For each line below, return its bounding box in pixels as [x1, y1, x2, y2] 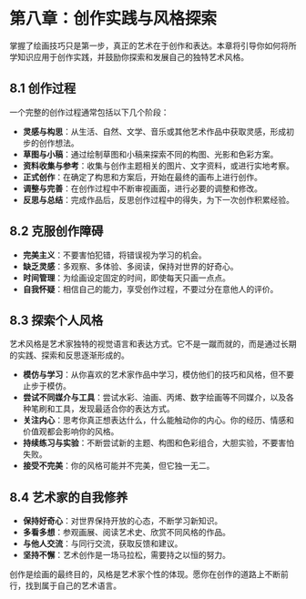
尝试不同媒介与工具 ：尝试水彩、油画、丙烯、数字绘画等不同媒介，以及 [22, 392, 287, 403]
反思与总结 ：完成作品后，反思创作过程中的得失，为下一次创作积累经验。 [22, 194, 294, 205]
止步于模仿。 [22, 381, 71, 391]
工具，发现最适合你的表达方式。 [54, 403, 175, 414]
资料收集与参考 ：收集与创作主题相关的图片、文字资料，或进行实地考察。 [22, 160, 294, 171]
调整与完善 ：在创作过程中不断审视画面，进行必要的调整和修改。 [22, 183, 262, 194]
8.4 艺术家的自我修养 [9, 489, 128, 505]
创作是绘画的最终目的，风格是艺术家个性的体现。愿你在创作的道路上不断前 [9, 569, 289, 580]
